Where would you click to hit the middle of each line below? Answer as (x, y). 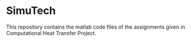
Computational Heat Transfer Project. (51, 33)
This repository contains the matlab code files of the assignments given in (95, 27)
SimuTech (31, 11)
